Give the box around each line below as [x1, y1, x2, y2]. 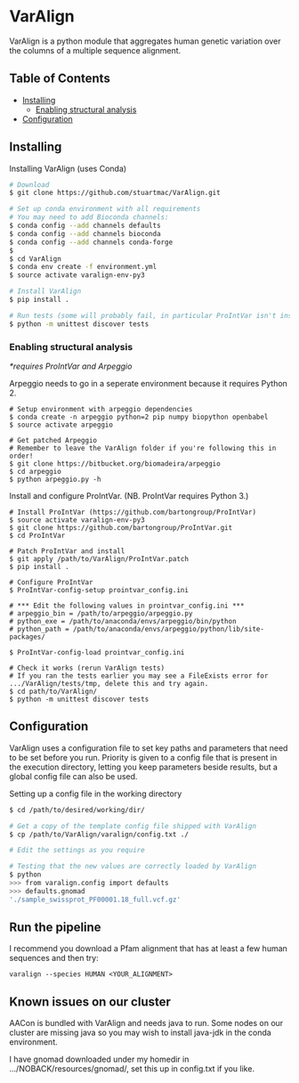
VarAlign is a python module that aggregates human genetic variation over [9, 36, 281, 46]
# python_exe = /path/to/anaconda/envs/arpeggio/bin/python [9, 616, 238, 625]
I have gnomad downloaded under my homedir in [9, 1054, 190, 1065]
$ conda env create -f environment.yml [9, 263, 158, 272]
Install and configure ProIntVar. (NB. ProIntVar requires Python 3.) [9, 490, 249, 501]
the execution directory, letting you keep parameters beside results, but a [9, 761, 279, 772]
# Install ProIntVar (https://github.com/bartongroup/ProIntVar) [9, 508, 256, 517]
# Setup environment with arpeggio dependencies [9, 404, 193, 413]
